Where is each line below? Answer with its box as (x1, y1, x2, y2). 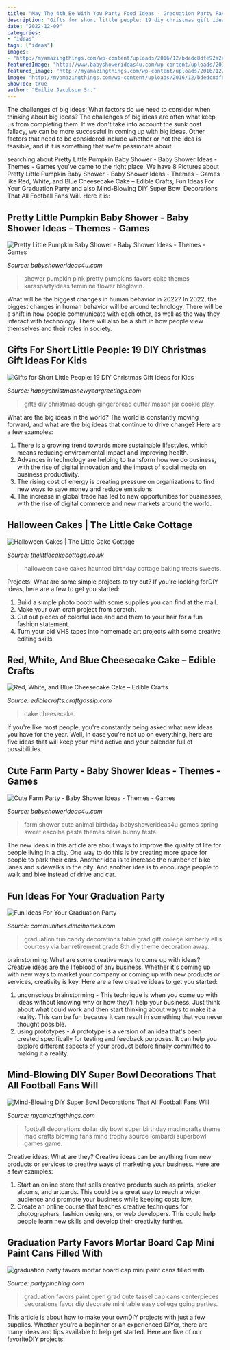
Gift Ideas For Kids (7, 355, 88, 367)
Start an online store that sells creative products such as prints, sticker (16, 1180, 216, 1189)
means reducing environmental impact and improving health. (16, 448, 189, 457)
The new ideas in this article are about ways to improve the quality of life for (7, 841, 221, 849)
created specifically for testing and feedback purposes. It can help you (16, 1035, 217, 1042)
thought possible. (16, 1020, 67, 1028)
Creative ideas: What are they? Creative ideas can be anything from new (7, 1152, 212, 1160)
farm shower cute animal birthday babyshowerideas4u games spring (23, 821, 218, 829)
